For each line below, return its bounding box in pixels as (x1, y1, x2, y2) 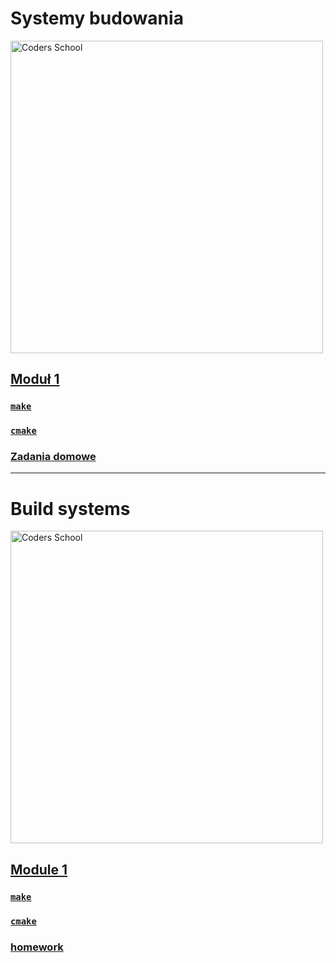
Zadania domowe (10, 450, 97, 464)
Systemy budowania (10, 7, 184, 30)
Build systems (10, 497, 131, 520)
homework (10, 940, 64, 954)
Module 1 (10, 861, 68, 878)
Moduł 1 (10, 371, 60, 388)
